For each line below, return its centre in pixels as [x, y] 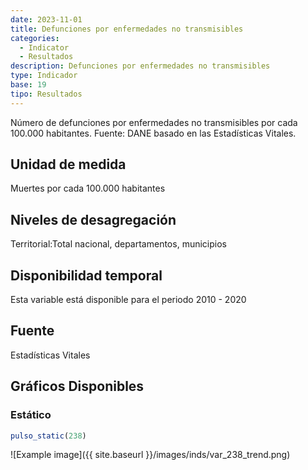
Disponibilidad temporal [86, 275]
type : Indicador [44, 76]
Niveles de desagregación [93, 219]
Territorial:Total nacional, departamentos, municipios [118, 244]
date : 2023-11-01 [46, 19]
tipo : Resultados [46, 94]
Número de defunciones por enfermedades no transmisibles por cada [154, 122]
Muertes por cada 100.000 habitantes [88, 188]
